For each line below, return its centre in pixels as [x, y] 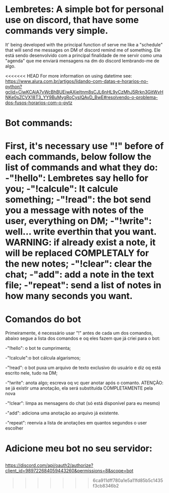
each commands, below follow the [78, 157]
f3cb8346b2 [106, 486]
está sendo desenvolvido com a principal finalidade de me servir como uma [84, 55]
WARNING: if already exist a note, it [80, 242]
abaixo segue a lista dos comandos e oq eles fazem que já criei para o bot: [83, 338]
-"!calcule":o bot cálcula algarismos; [43, 358]
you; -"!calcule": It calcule [62, 189]
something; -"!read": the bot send [78, 200]
